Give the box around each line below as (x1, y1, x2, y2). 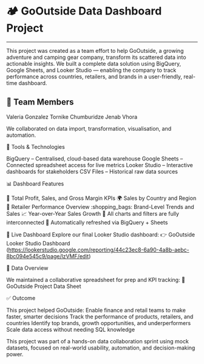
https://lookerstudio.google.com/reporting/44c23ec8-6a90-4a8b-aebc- (8, 246, 189, 253)
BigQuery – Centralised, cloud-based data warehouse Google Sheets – (6, 155, 183, 162)
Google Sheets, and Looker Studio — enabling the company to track (6, 66, 177, 74)
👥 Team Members (6, 97, 74, 108)
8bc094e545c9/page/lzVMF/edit (6, 252, 89, 259)
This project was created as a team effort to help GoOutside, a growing (6, 47, 184, 54)
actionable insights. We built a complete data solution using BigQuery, (6, 60, 182, 67)
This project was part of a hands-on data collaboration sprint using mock (6, 337, 189, 345)
